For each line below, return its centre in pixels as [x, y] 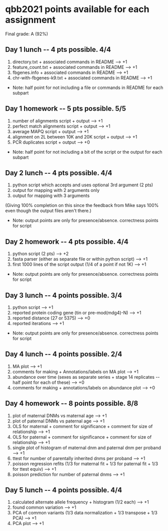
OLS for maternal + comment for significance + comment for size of [82, 426]
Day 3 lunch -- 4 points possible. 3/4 [64, 295]
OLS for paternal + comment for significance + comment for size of [82, 437]
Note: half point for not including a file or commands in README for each [88, 87]
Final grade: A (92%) [27, 34]
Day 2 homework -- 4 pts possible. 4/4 [67, 241]
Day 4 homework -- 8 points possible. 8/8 [72, 404]
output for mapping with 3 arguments [51, 196]
